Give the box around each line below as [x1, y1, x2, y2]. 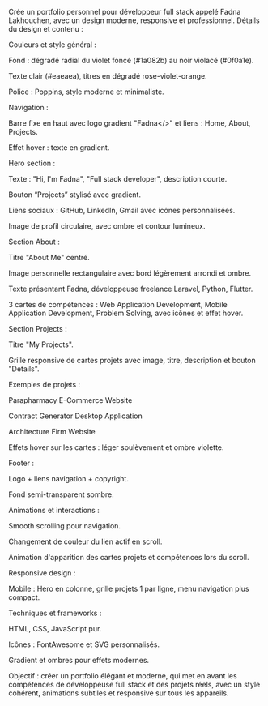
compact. [8, 593, 40, 602]
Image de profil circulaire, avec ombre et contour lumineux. [8, 221, 206, 230]
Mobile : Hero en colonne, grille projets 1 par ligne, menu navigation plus [8, 584, 249, 593]
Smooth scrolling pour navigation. [8, 521, 121, 530]
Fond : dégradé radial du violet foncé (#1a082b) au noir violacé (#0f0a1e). [8, 56, 254, 65]
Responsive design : [8, 568, 76, 578]
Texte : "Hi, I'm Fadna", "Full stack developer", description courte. [8, 174, 228, 183]
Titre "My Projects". [8, 340, 74, 349]
